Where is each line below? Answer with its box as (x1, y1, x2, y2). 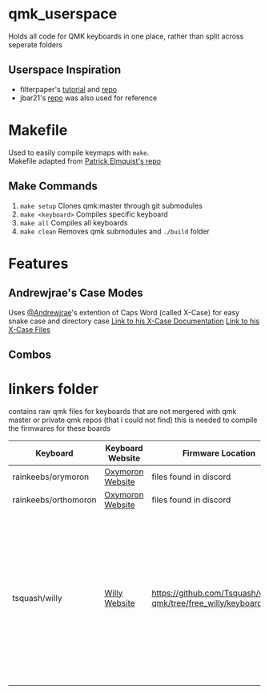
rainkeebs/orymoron (12, 471, 90, 482)
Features (8, 254, 69, 273)
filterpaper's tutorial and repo (19, 84, 118, 94)
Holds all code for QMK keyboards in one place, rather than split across (8, 31, 244, 41)
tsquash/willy (12, 592, 62, 603)
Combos (8, 347, 52, 361)
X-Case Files (8, 324, 50, 334)
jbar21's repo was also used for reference (19, 93, 158, 103)
